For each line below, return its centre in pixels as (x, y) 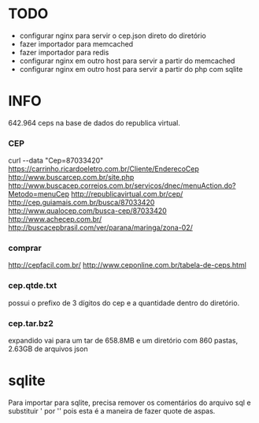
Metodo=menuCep (39, 194)
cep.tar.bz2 (31, 323)
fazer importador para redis (64, 52)
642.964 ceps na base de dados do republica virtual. (94, 122)
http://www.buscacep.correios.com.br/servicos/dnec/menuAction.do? (122, 185)
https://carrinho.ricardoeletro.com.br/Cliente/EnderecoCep (104, 169)
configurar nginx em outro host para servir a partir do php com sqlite (131, 69)
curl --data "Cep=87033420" (56, 161)
